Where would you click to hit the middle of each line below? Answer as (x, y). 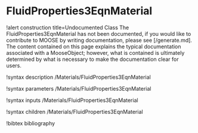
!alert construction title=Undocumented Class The (68, 27)
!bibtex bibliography (31, 123)
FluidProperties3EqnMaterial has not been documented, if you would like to (99, 33)
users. (14, 65)
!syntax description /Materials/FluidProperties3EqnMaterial (78, 77)
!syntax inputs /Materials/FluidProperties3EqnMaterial (72, 100)
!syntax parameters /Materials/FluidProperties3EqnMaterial (79, 88)
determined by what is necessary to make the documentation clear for (92, 59)
